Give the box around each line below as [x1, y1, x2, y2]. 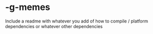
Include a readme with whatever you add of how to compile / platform [5, 18, 149, 24]
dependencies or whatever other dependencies [5, 23, 103, 29]
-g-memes [5, 1, 51, 13]
